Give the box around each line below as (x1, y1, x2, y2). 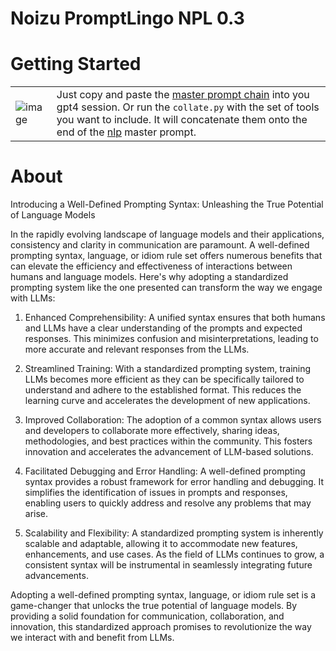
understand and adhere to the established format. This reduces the (24, 384, 302, 396)
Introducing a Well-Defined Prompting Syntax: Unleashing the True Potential (10, 198, 324, 211)
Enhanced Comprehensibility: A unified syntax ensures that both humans (24, 312, 326, 324)
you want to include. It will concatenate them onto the (56, 113, 308, 127)
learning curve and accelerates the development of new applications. (24, 395, 311, 407)
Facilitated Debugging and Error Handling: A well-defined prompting (24, 465, 306, 477)
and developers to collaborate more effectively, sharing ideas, (24, 425, 280, 437)
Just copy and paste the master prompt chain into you (56, 88, 310, 102)
